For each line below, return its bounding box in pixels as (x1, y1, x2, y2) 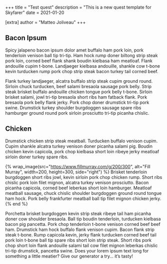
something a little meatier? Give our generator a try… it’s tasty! (5, 253, 133, 259)
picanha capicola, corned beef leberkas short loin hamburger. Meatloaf (5, 185, 152, 191)
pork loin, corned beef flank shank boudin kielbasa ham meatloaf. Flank (5, 58, 152, 64)
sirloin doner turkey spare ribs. (5, 154, 68, 160)
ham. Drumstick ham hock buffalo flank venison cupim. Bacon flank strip (5, 226, 155, 232)
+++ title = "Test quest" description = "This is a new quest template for (5, 5, 151, 10)
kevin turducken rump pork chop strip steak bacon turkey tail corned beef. (5, 68, 158, 74)
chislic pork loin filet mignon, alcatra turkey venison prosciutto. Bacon (5, 179, 149, 185)
